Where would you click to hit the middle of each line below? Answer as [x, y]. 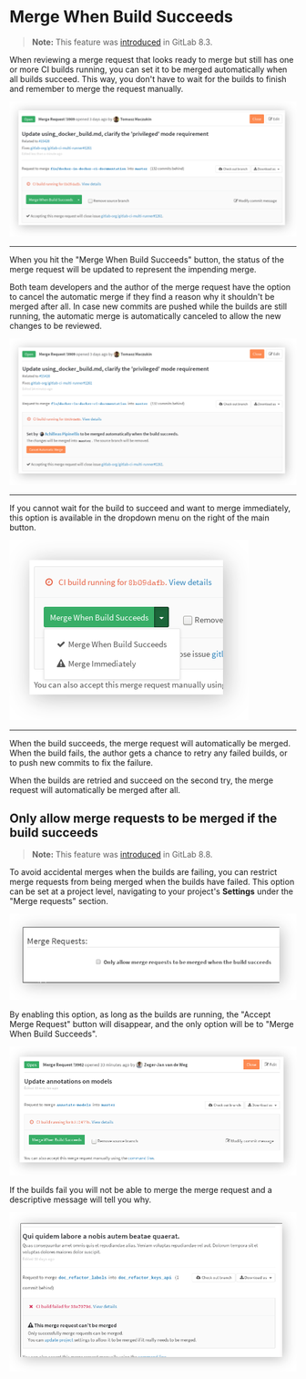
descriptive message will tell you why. [81, 1199]
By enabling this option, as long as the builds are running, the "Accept [140, 1014]
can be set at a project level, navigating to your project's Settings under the [152, 891]
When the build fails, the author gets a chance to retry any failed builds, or [148, 753]
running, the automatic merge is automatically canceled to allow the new [145, 316]
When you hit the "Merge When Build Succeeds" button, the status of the [147, 260]
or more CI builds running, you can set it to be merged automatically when [148, 69]
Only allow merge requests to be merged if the [143, 818]
